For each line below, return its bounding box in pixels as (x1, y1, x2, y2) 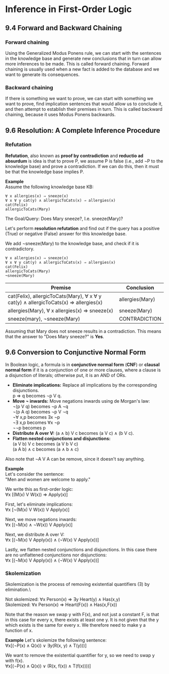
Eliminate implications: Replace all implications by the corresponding (12, 382, 157, 388)
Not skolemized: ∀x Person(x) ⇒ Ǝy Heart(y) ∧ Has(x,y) (5, 596, 121, 602)
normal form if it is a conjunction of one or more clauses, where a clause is (5, 366, 161, 373)
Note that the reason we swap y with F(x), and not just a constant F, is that (5, 611, 159, 617)
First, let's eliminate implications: (5, 501, 73, 507)
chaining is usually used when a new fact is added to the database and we (5, 66, 159, 72)
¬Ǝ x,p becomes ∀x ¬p (12, 419, 60, 425)
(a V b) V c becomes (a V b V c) (12, 440, 78, 446)
